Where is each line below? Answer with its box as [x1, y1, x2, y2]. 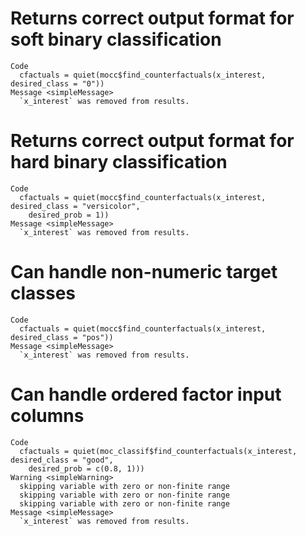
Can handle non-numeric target [10, 261, 278, 284]
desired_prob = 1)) [28, 210, 110, 220]
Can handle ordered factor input [10, 383, 282, 406]
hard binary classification [10, 151, 228, 174]
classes [10, 282, 77, 305]
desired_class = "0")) [10, 78, 105, 89]
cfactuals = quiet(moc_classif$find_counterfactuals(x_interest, [19, 446, 298, 456]
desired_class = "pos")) [10, 332, 114, 342]
